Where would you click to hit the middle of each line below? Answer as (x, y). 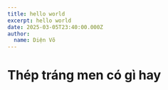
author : (19, 34)
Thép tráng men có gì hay (84, 75)
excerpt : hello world (40, 21)
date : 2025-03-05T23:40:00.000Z (55, 27)
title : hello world (36, 14)
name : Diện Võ (35, 40)
